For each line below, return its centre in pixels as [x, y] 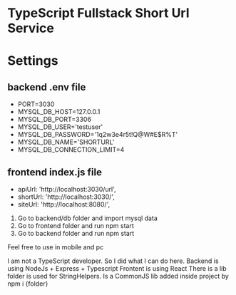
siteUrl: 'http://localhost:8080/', [64, 204]
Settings [33, 61]
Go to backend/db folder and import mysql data [88, 218]
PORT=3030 [36, 104]
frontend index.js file [55, 172]
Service [31, 28]
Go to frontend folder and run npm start [76, 226]
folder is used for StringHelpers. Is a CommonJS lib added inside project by [118, 276]
